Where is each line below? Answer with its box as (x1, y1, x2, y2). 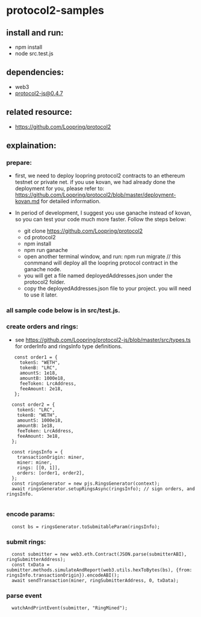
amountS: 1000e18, (17, 417, 63, 423)
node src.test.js (14, 50, 54, 57)
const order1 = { (14, 354, 58, 360)
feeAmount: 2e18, (19, 385, 63, 391)
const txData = (11, 562, 50, 568)
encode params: (6, 510, 55, 518)
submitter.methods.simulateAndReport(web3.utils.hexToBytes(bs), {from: (6, 567, 193, 573)
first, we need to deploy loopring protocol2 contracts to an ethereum (14, 172, 185, 179)
